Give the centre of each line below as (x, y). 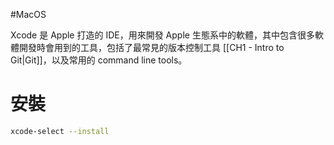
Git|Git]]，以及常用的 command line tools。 (99, 60)
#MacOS (28, 14)
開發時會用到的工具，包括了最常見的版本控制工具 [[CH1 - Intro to (151, 47)
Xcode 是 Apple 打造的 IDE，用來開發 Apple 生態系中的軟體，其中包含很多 (162, 35)
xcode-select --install (60, 131)
